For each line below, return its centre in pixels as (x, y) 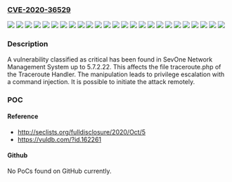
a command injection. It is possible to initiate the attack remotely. (101, 81)
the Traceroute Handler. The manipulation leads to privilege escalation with (116, 74)
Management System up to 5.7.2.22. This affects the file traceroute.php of (114, 66)
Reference (23, 116)
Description (28, 44)
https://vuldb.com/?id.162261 (59, 139)
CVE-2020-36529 (39, 10)
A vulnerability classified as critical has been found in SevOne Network (110, 59)
